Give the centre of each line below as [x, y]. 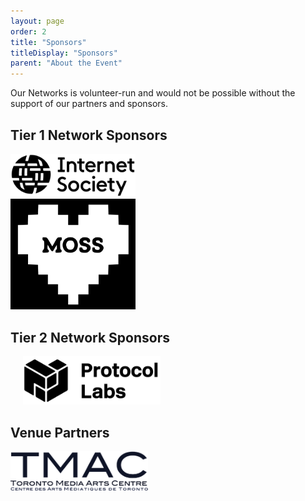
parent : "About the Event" [66, 63]
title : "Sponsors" [48, 42]
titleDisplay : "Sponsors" [64, 53]
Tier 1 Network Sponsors [89, 135]
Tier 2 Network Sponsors [90, 337]
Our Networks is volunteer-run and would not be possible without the [153, 93]
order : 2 [28, 31]
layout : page [37, 21]
